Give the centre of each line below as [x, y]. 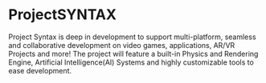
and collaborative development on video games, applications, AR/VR [122, 45]
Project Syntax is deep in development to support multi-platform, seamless [132, 37]
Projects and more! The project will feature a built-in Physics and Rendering [133, 53]
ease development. [40, 70]
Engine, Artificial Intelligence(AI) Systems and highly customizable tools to [131, 62]
